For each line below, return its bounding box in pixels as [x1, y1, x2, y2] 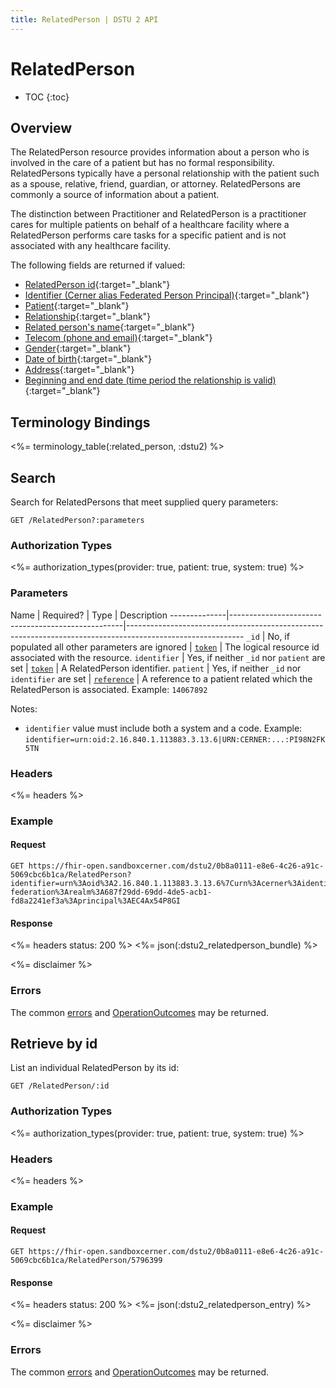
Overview [10, 119, 73, 136]
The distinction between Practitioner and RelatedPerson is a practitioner [10, 208, 307, 220]
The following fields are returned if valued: [10, 259, 186, 271]
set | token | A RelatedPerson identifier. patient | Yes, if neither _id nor [10, 662, 302, 674]
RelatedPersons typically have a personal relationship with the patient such [10, 167, 320, 180]
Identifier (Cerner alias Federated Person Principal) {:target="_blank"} [24, 289, 310, 301]
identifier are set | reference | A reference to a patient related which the [10, 672, 313, 685]
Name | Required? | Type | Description [10, 609, 168, 621]
